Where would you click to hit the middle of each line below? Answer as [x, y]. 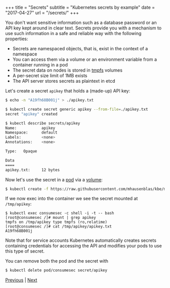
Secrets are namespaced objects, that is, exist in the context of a [80, 49]
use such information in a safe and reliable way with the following [73, 33]
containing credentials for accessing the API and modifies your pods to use [83, 246]
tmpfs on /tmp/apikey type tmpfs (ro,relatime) [56, 222]
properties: [17, 39]
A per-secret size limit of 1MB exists [50, 75]
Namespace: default [31, 133]
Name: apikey [30, 128]
